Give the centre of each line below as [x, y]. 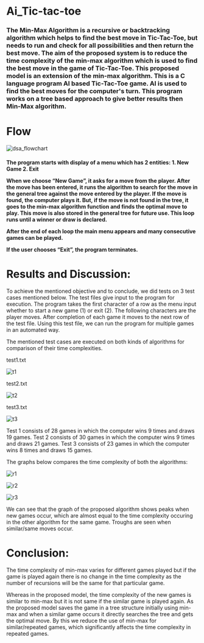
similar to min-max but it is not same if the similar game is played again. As [100, 601]
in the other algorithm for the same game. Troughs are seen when [89, 522]
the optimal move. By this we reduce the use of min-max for [82, 620]
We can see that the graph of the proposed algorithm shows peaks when [98, 509]
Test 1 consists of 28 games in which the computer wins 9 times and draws [100, 430]
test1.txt [16, 360]
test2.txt [17, 383]
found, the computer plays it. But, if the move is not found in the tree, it [97, 200]
